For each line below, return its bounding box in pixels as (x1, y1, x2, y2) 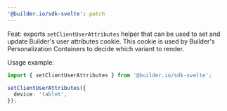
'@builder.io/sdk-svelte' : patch (7, 10, 105, 18)
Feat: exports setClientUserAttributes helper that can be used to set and (7, 30, 221, 38)
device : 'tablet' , (13, 91, 68, 98)
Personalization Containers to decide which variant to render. (7, 44, 185, 53)
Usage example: (7, 58, 55, 67)
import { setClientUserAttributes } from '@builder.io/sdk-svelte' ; (7, 72, 212, 79)
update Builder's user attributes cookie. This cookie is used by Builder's (7, 37, 216, 46)
